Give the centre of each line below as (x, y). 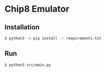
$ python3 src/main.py (28, 65)
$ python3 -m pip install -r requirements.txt (53, 38)
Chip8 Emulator (37, 9)
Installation (22, 27)
